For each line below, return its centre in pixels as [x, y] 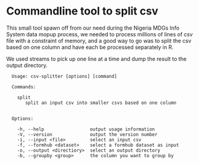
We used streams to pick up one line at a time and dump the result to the [96, 59]
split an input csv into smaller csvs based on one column [101, 103]
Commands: [24, 87]
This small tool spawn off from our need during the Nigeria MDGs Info [93, 28]
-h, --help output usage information [86, 129]
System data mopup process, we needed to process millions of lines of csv [99, 34]
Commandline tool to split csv [82, 11]
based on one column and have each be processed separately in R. [90, 47]
